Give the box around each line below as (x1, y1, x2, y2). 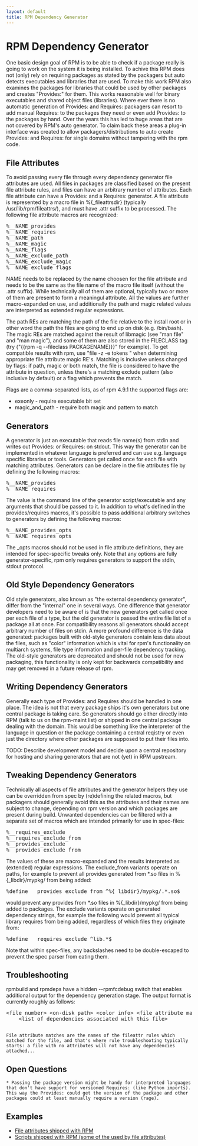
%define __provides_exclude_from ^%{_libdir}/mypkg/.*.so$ (6, 888, 181, 895)
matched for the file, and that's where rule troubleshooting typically (6, 1038, 189, 1044)
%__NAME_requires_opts (6, 533, 72, 540)
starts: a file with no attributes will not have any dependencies (6, 1043, 176, 1049)
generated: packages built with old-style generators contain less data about (6, 633, 190, 640)
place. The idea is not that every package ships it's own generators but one (6, 704, 190, 711)
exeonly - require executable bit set (14, 397, 101, 405)
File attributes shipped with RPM (14, 1127, 94, 1134)
